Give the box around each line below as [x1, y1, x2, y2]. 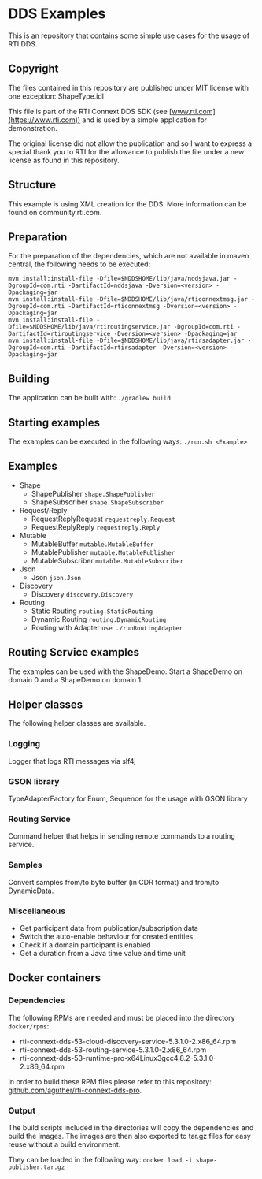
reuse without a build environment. [8, 1140, 121, 1149]
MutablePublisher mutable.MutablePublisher [31, 547, 175, 556]
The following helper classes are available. [8, 719, 146, 728]
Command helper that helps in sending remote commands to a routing [8, 831, 236, 841]
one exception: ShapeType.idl [8, 91, 105, 101]
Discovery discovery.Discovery [31, 589, 134, 599]
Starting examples [8, 415, 101, 430]
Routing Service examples [8, 645, 140, 659]
